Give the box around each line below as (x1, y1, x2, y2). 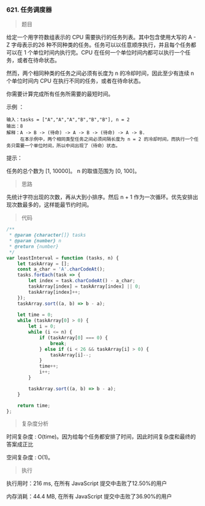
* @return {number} (9, 243, 59, 250)
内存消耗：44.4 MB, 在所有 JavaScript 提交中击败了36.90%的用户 (6, 493, 173, 500)
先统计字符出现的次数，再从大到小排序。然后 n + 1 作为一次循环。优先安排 (6, 193, 193, 201)
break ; (50, 340, 67, 347)
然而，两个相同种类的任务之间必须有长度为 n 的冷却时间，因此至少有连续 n (6, 69, 195, 77)
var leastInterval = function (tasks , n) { (6, 255, 119, 261)
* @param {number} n (9, 238, 62, 244)
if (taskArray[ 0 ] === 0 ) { (39, 334, 108, 341)
